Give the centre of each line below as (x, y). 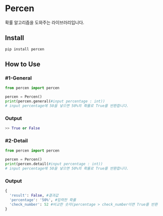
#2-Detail (16, 140)
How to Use (23, 64)
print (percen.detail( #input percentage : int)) (54, 164)
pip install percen (25, 49)
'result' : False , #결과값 (34, 195)
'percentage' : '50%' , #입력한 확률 (43, 200)
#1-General (18, 78)
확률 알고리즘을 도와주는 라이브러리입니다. (45, 22)
